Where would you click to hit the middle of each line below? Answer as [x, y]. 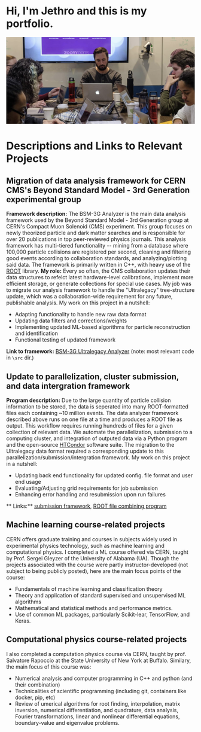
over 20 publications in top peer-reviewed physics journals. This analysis [96, 239]
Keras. [23, 621]
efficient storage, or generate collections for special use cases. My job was [99, 284]
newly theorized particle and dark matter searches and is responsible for [96, 233]
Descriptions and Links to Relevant [94, 146]
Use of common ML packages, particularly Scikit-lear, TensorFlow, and [102, 614]
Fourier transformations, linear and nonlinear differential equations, [98, 716]
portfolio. [30, 24]
